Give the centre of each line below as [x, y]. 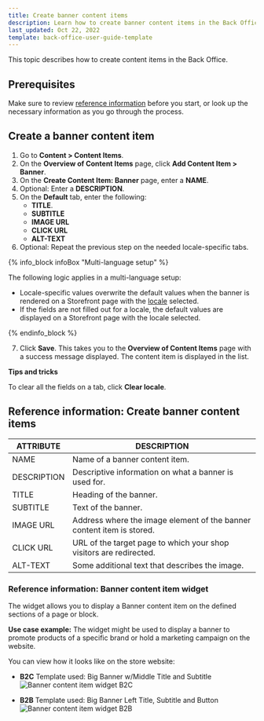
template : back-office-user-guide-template [81, 37]
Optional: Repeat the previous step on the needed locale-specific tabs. [134, 247]
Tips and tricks [33, 371]
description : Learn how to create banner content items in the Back [123, 23]
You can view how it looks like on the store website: [92, 661]
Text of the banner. [107, 507]
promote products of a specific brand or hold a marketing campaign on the [129, 638]
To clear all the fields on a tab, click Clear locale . [87, 386]
